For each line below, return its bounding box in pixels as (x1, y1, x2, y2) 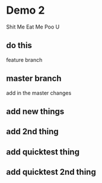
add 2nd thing (6, 127, 59, 137)
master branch (6, 74, 62, 84)
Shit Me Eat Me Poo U (6, 23, 60, 30)
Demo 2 (6, 4, 45, 17)
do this (6, 40, 33, 51)
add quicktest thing (6, 147, 80, 157)
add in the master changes (6, 89, 72, 96)
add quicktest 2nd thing (6, 167, 96, 177)
